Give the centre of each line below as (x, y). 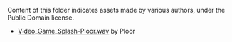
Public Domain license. (41, 17)
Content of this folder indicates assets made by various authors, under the (116, 10)
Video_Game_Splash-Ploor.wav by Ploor (76, 31)
